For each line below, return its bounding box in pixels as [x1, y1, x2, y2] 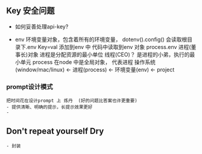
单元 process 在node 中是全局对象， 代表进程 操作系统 [20, 58, 156, 65]
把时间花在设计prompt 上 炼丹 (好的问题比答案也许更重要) [6, 98, 137, 104]
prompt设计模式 [6, 82, 53, 91]
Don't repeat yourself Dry [6, 126, 104, 136]
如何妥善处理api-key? [14, 23, 69, 30]
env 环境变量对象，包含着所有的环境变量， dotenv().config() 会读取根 [14, 36, 188, 43]
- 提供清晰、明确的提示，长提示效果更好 [6, 104, 93, 111]
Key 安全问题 [6, 5, 55, 16]
